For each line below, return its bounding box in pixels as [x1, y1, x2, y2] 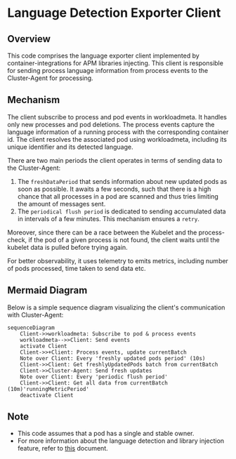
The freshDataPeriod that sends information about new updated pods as [17, 177, 228, 185]
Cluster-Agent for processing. [7, 74, 93, 82]
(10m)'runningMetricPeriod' [7, 385, 90, 392]
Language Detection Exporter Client [7, 5, 221, 21]
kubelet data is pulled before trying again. [7, 243, 128, 251]
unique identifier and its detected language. [7, 142, 133, 151]
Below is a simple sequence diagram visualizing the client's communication [7, 303, 225, 312]
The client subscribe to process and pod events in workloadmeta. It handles [7, 112, 227, 121]
